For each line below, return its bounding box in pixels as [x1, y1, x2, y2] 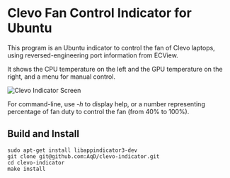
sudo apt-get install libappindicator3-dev [7, 147, 138, 154]
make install [7, 165, 46, 172]
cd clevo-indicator [7, 159, 65, 166]
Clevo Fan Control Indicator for [7, 5, 192, 21]
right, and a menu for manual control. [7, 72, 115, 81]
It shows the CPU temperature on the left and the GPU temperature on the [7, 65, 223, 73]
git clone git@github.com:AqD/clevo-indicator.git [7, 152, 160, 160]
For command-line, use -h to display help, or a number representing [7, 99, 205, 108]
